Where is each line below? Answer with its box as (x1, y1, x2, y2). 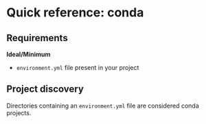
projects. (6, 108, 32, 117)
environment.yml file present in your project (16, 64, 139, 71)
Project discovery (6, 84, 84, 95)
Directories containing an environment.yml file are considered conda (6, 101, 200, 110)
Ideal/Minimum (6, 50, 51, 58)
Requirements (6, 32, 68, 44)
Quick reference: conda (6, 5, 144, 21)
